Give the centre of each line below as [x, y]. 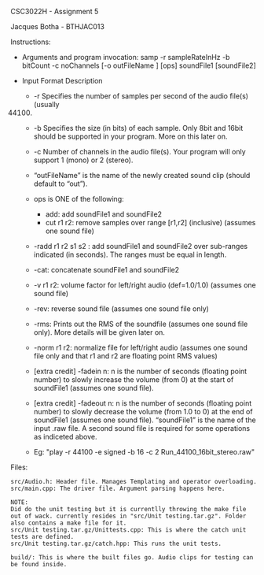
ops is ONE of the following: [79, 199]
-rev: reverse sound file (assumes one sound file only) [121, 309]
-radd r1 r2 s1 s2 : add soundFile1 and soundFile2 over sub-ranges [141, 246]
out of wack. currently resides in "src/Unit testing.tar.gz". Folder [128, 516]
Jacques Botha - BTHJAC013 [57, 26]
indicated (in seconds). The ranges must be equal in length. [130, 254]
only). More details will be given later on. [99, 332]
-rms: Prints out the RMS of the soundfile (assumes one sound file [141, 324]
